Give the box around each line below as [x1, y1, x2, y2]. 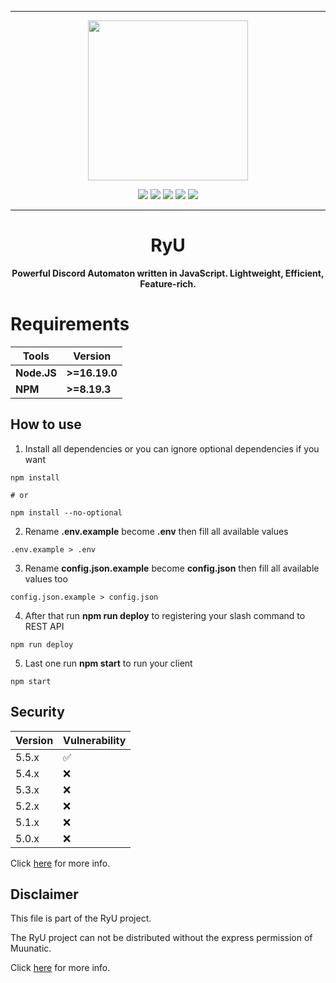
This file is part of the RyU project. [10, 912, 152, 925]
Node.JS [15, 366, 57, 380]
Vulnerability [63, 733, 127, 747]
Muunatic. [10, 942, 52, 955]
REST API [24, 620, 65, 632]
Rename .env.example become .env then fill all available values [24, 525, 289, 537]
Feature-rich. [139, 277, 197, 290]
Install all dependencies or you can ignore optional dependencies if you [24, 442, 320, 455]
